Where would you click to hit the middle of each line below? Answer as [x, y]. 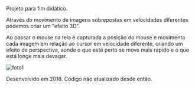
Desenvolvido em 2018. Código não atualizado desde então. [79, 79]
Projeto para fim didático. [37, 9]
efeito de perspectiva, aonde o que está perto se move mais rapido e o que [97, 50]
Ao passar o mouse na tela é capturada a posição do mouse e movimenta [96, 37]
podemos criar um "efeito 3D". [43, 26]
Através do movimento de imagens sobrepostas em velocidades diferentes [97, 20]
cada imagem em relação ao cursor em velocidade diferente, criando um [95, 44]
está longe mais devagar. [37, 56]
